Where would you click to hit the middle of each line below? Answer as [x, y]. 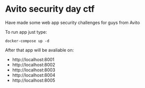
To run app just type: [26, 32]
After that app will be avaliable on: [40, 50]
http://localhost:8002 [34, 65]
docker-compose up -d [27, 41]
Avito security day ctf [50, 9]
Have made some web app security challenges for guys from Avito [72, 22]
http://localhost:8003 [34, 70]
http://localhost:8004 [34, 75]
